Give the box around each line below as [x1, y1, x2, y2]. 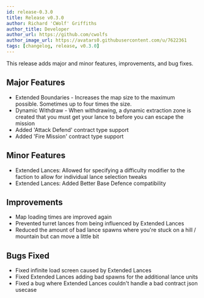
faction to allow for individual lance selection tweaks [15, 173, 147, 180]
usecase [15, 286, 37, 294]
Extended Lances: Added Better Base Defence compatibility [15, 180, 166, 187]
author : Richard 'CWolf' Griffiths [6, 20, 97, 26]
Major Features [6, 78, 65, 88]
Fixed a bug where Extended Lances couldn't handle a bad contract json [15, 280, 198, 287]
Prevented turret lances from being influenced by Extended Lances [15, 220, 184, 227]
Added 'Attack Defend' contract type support [15, 126, 129, 133]
